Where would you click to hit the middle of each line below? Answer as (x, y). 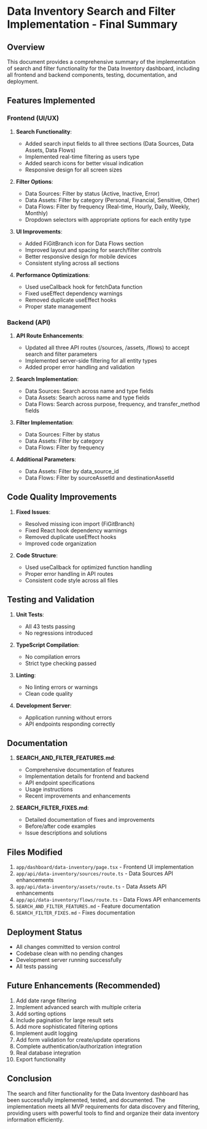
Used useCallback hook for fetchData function (84, 286)
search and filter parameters (61, 354)
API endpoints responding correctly (70, 724)
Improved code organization (61, 543)
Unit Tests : (30, 614)
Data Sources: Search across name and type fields (89, 391)
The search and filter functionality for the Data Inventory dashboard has (98, 1093)
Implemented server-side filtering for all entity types (91, 360)
